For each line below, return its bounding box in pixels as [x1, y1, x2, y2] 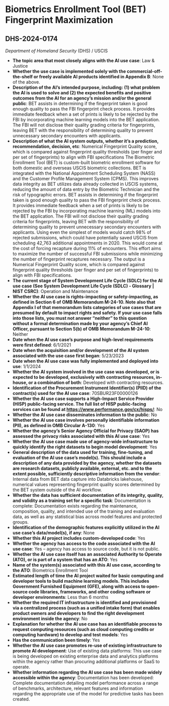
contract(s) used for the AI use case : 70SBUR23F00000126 [12, 390, 138, 396]
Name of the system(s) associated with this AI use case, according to [12, 562, 161, 568]
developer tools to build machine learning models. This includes [12, 578, 149, 584]
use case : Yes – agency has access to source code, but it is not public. [12, 546, 160, 551]
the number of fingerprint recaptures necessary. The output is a [12, 256, 145, 262]
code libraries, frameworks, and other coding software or [28, 589, 151, 594]
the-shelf [12, 74, 33, 79]
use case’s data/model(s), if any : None [12, 530, 95, 536]
